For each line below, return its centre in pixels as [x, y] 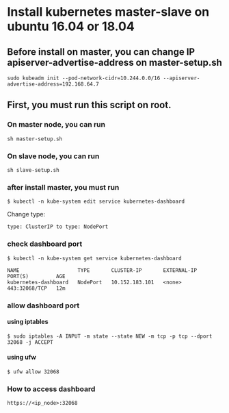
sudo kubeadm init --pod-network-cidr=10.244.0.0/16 [84, 78]
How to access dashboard [51, 389]
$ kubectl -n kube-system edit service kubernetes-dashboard [96, 202]
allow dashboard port [43, 305]
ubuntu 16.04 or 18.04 [71, 26]
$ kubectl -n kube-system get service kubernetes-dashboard [95, 258]
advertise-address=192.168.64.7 [53, 84]
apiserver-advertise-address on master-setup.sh [114, 62]
